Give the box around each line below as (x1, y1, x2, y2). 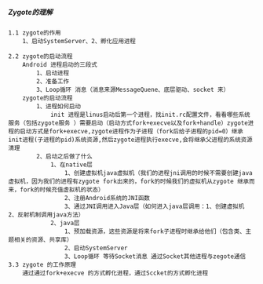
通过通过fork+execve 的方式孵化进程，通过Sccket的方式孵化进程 (22, 269, 209, 277)
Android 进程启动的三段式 (22, 60, 98, 68)
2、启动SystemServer (64, 244, 128, 252)
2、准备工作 (36, 77, 69, 86)
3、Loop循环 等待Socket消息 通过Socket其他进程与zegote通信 (64, 252, 246, 260)
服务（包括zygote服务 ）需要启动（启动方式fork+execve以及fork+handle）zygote (8, 118, 249, 127)
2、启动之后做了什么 (36, 152, 93, 160)
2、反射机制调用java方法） (8, 210, 85, 219)
